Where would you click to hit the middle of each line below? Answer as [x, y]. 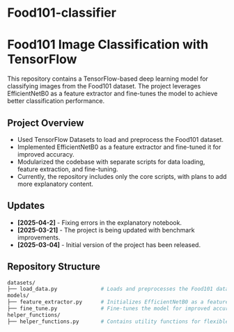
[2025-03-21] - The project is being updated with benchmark [106, 230]
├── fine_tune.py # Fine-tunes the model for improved [109, 309]
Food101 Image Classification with [108, 45]
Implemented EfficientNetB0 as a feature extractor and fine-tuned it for [119, 147]
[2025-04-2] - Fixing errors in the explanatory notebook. [100, 222]
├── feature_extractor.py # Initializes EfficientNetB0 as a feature [118, 302]
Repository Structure [54, 267]
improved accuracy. [46, 154]
